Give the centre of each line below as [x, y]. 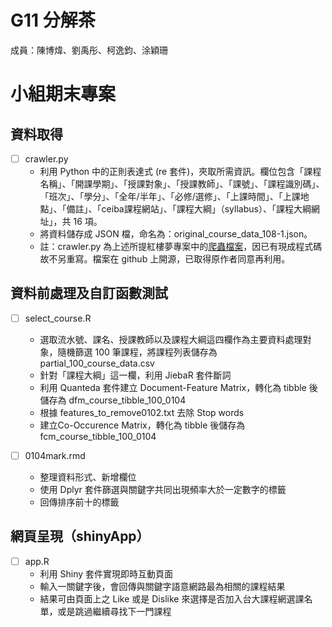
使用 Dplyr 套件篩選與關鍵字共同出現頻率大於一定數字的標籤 [163, 489]
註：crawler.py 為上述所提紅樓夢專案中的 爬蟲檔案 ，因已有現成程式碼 [181, 246]
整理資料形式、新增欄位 [88, 477]
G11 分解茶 [53, 20]
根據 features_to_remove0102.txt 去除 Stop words [142, 412]
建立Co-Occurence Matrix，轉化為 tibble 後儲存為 [142, 425]
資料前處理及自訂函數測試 [89, 293]
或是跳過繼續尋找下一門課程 [114, 611]
